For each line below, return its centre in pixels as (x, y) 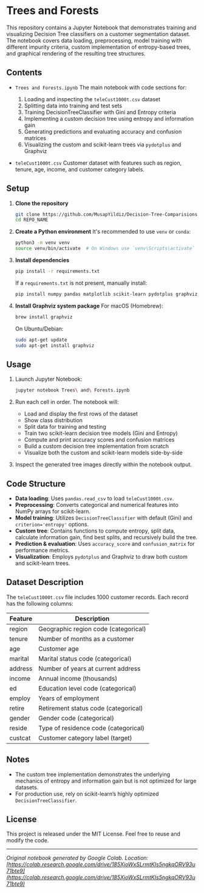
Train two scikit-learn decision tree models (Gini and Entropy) (101, 433)
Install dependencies (42, 260)
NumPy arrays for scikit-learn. (53, 511)
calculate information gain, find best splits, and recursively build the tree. (106, 537)
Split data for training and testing (65, 427)
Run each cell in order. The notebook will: (67, 402)
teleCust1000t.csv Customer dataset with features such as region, (98, 163)
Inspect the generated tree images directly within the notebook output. (104, 465)
